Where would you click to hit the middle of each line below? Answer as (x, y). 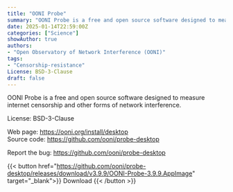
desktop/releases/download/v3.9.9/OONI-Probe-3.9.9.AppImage (100, 173)
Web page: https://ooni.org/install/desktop (68, 132)
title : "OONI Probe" (37, 14)
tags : (15, 59)
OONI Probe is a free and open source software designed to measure (106, 98)
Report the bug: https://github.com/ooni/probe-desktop (87, 152)
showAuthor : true (32, 40)
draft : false (26, 78)
